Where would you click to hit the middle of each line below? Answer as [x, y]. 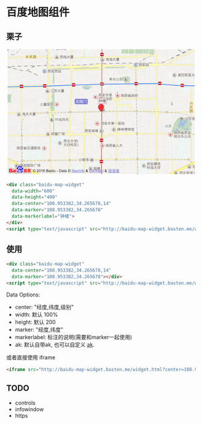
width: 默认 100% [36, 314]
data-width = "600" [33, 191]
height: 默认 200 [35, 322]
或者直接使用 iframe [31, 357]
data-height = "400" [35, 197]
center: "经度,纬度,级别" [44, 307]
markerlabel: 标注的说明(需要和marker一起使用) [73, 337]
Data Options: [23, 295]
